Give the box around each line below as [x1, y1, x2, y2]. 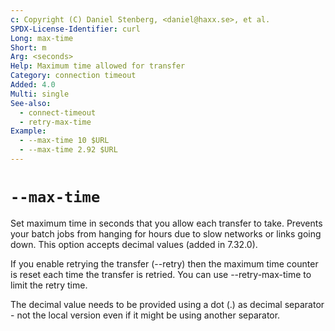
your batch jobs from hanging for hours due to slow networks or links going [10, 227, 322, 240]
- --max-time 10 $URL [19, 136, 110, 146]
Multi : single [10, 89, 70, 99]
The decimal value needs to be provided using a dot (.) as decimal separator [10, 298, 325, 310]
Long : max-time [10, 33, 74, 43]
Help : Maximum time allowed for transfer [10, 61, 186, 71]
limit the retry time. [10, 279, 88, 291]
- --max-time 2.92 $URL [19, 145, 118, 155]
